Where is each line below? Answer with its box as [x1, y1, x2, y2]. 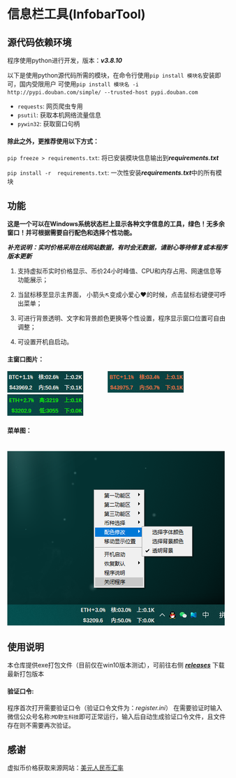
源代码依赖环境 [7, 36, 72, 48]
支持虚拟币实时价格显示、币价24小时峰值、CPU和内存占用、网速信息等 [17, 267, 222, 275]
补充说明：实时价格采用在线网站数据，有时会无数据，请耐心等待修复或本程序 [7, 243, 228, 252]
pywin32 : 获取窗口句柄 [17, 120, 80, 128]
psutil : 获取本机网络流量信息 [17, 111, 101, 119]
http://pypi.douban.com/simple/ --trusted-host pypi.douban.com [7, 89, 198, 96]
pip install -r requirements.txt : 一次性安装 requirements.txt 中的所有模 [7, 168, 222, 177]
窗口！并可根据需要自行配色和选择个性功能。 [7, 229, 136, 237]
